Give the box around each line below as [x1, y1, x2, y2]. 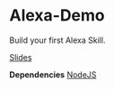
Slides [9, 52, 32, 62]
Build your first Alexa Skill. [9, 35, 106, 45]
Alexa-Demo [9, 5, 105, 26]
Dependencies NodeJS [9, 69, 97, 80]
